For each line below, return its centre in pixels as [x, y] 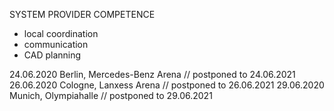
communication [56, 44]
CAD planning [52, 55]
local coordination [61, 33]
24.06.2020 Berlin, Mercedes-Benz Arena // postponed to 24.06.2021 [152, 74]
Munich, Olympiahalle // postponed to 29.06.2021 [111, 95]
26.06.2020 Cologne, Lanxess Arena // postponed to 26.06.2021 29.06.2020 [167, 85]
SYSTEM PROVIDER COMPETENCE [82, 14]
